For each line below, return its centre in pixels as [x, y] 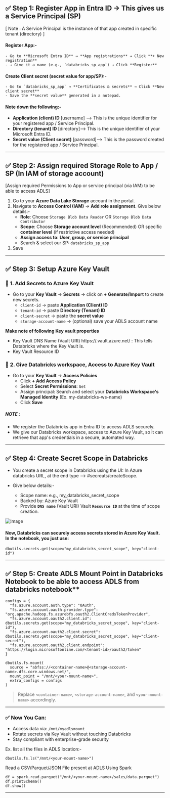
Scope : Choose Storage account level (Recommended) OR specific [91, 227]
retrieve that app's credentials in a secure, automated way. [74, 437]
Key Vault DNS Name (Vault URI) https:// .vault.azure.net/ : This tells [82, 340]
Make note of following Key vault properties [52, 331]
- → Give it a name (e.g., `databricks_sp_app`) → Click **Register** [81, 65]
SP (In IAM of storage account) [55, 173]
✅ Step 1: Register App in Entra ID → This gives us [85, 8]
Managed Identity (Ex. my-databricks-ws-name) [71, 397]
